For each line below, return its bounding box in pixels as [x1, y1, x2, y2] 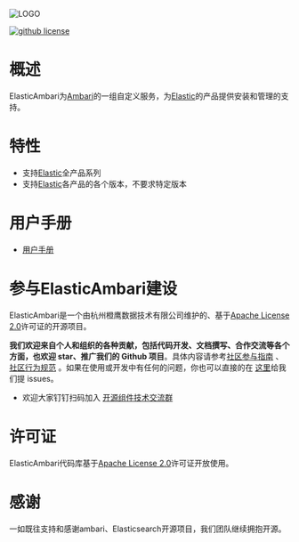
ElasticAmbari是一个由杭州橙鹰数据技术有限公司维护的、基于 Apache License [9, 310, 290, 320]
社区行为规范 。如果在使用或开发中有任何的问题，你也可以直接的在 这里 [9, 361, 271, 373]
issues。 [26, 373, 59, 384]
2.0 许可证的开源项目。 [9, 320, 92, 331]
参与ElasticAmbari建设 [9, 279, 178, 298]
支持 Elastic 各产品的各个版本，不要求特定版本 [21, 178, 187, 189]
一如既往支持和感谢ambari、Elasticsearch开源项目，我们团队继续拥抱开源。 [9, 523, 287, 534]
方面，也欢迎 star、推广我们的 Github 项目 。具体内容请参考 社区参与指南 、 [9, 351, 284, 361]
